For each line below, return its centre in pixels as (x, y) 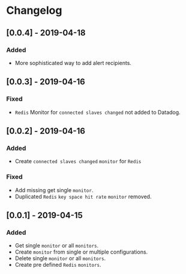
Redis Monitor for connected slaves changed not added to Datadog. (98, 112)
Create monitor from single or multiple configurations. (81, 252)
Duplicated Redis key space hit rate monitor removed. (83, 196)
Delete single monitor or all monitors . (60, 258)
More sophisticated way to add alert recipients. (73, 63)
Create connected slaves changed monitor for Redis (78, 161)
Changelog (34, 11)
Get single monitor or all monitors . (57, 246)
